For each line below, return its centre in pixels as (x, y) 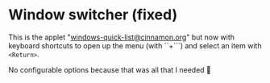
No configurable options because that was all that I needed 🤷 (110, 69)
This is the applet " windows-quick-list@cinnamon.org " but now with (122, 37)
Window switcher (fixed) (93, 15)
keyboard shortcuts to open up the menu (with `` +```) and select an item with (135, 45)
